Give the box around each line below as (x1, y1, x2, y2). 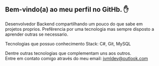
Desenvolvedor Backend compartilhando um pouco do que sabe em (5, 21, 143, 27)
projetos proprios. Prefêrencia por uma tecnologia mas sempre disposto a (5, 26, 155, 32)
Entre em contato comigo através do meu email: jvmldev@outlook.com (5, 55, 148, 61)
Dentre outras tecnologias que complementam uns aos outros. (5, 50, 132, 56)
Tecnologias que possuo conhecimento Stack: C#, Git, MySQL (5, 41, 131, 46)
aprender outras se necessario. (5, 31, 69, 37)
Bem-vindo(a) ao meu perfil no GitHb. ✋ (5, 5, 129, 14)
